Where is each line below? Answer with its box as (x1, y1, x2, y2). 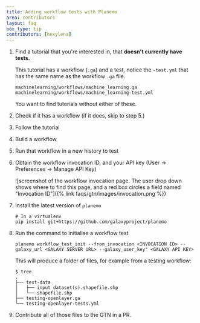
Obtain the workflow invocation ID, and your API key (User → (15, 159, 167, 167)
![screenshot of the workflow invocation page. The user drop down (15, 177, 182, 185)
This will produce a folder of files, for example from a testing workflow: (15, 257, 192, 264)
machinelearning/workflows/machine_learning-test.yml (15, 90, 153, 96)
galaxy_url (15, 247, 43, 253)
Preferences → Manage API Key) (15, 165, 97, 173)
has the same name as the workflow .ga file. (15, 73, 126, 80)
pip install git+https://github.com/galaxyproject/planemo (15, 219, 167, 225)
